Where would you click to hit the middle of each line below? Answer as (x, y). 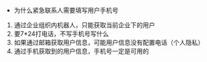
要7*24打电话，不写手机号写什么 (62, 34)
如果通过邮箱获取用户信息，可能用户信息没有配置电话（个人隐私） (109, 42)
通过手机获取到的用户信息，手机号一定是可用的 (81, 51)
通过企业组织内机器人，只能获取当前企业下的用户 (84, 25)
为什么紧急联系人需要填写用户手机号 (66, 10)
